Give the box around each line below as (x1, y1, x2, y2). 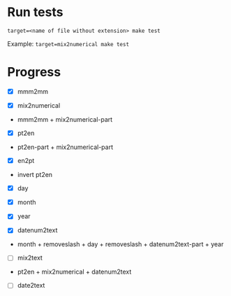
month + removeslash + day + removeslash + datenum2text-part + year (17, 240, 224, 248)
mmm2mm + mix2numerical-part (17, 115, 113, 123)
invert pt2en (17, 171, 53, 179)
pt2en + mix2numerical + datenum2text (17, 267, 132, 276)
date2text (17, 281, 45, 290)
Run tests (7, 4, 64, 20)
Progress (7, 64, 61, 80)
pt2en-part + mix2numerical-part (17, 143, 114, 151)
